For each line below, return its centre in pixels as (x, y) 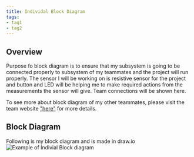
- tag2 (14, 28)
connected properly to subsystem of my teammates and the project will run (97, 72)
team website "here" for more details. (51, 109)
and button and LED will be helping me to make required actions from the (95, 85)
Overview (24, 51)
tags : (13, 17)
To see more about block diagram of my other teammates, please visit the (96, 102)
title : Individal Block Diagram (46, 11)
